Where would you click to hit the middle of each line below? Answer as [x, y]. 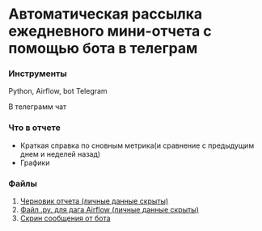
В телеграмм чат [38, 107]
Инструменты [38, 73]
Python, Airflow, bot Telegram [58, 91]
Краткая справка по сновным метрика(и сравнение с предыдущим [137, 145]
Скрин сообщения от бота [65, 218]
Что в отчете [34, 128]
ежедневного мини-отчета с [110, 31]
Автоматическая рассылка [106, 14]
